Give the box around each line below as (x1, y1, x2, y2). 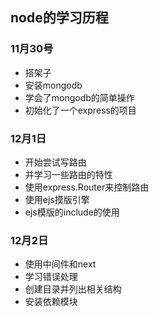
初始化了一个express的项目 (24, 104, 137, 116)
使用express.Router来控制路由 (24, 181, 150, 193)
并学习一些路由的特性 (24, 168, 113, 180)
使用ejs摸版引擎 (24, 193, 90, 205)
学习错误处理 (24, 271, 78, 283)
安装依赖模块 (24, 296, 78, 308)
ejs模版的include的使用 (24, 206, 120, 218)
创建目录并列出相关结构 (24, 283, 122, 295)
